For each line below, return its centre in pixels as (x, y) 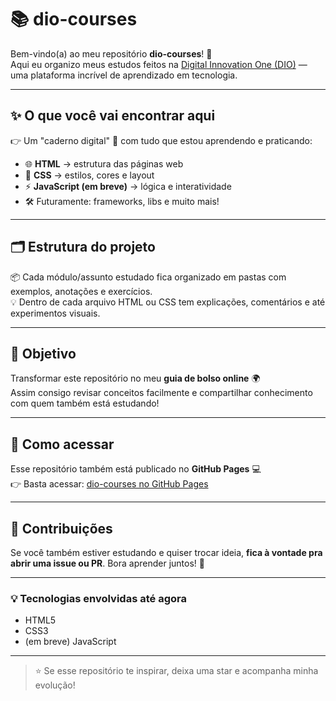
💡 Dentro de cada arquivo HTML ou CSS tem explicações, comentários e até (168, 302)
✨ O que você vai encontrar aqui (113, 116)
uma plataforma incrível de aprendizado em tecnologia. (124, 75)
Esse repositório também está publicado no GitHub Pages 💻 (136, 469)
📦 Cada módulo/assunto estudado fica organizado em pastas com (148, 277)
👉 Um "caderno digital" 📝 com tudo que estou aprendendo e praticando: (161, 140)
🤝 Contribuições (61, 528)
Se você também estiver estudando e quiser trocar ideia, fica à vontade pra (166, 552)
